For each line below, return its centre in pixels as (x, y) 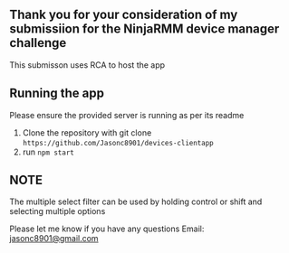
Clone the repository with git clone (87, 132)
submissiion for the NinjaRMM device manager (144, 29)
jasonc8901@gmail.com (54, 239)
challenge (38, 43)
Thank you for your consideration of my (124, 15)
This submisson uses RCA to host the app (87, 65)
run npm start (48, 152)
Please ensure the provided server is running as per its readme (127, 115)
